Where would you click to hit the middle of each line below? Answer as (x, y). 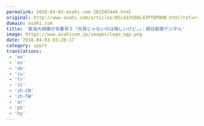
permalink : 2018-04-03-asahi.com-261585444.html (69, 12)
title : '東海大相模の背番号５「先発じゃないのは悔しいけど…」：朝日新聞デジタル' (96, 29)
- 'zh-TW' (21, 96)
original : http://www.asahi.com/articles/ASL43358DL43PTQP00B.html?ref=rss (104, 18)
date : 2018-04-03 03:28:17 (40, 40)
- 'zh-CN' (21, 91)
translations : (24, 51)
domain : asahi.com (29, 23)
